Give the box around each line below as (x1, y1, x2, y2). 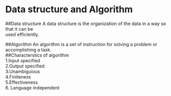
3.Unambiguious (5, 68, 40, 75)
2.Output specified (5, 63, 45, 69)
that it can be (5, 26, 33, 32)
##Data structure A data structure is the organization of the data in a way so (5, 20, 166, 27)
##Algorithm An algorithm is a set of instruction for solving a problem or (5, 41, 158, 47)
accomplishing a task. (5, 46, 52, 53)
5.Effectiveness (5, 79, 38, 85)
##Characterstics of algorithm (5, 52, 69, 58)
